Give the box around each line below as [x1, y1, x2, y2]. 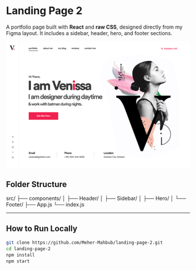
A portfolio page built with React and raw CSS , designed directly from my [6, 23, 183, 30]
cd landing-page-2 [6, 245, 51, 252]
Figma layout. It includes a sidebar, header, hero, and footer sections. [6, 29, 173, 36]
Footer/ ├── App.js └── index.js [6, 201, 85, 208]
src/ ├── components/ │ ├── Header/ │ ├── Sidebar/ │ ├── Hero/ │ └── [6, 195, 187, 202]
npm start [6, 258, 30, 264]
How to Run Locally [6, 223, 78, 233]
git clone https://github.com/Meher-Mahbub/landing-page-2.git [6, 240, 163, 246]
